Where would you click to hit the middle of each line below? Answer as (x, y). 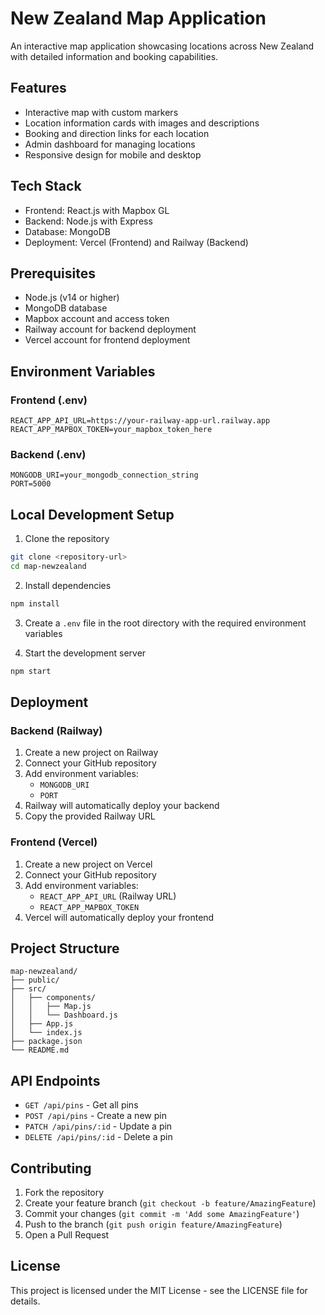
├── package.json (46, 1042)
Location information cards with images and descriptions (142, 123)
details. (25, 1301)
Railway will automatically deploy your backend (122, 806)
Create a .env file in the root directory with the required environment (165, 623)
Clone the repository (67, 539)
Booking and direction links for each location (117, 133)
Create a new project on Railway (91, 753)
